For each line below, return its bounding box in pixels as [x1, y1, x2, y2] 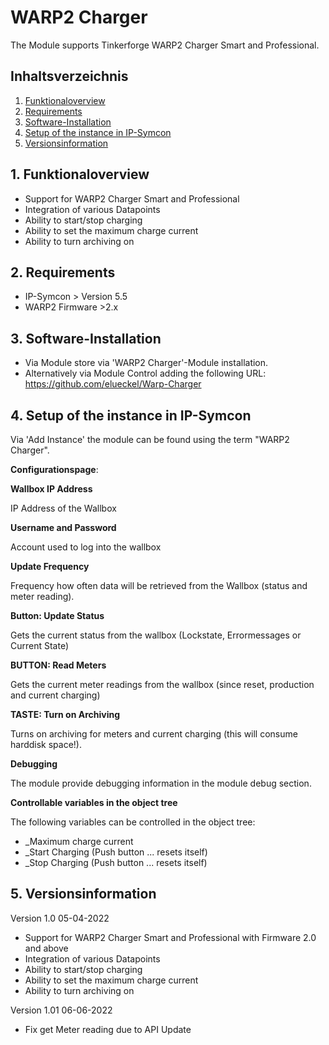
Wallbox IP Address [10, 483, 93, 495]
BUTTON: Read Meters [10, 659, 107, 671]
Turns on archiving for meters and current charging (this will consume [10, 728, 298, 740]
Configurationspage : [10, 464, 99, 475]
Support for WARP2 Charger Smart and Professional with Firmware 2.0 [24, 931, 317, 943]
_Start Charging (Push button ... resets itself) [24, 846, 208, 858]
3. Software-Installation [10, 330, 162, 347]
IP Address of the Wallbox [10, 502, 117, 514]
